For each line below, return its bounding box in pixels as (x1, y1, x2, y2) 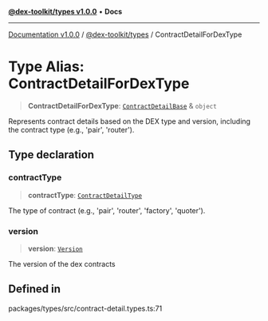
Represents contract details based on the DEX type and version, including (8, 116, 251, 126)
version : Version (27, 244, 84, 253)
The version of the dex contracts (8, 259, 116, 268)
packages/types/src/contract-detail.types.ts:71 (8, 303, 163, 313)
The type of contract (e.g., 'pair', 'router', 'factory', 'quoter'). (8, 205, 206, 215)
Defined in (8, 283, 61, 296)
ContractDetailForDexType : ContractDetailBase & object (27, 101, 217, 110)
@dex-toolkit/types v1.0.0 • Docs (8, 7, 123, 16)
